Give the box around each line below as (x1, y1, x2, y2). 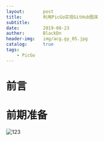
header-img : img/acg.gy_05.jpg (6, 36, 88, 42)
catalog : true (6, 42, 54, 48)
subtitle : (6, 19, 31, 25)
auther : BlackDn (6, 31, 62, 36)
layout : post (6, 8, 54, 15)
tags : (6, 47, 19, 53)
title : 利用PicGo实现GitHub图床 (6, 14, 99, 20)
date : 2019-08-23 (6, 25, 69, 31)
